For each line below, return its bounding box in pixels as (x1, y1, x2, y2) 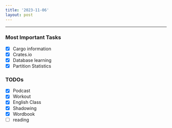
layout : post (5, 12, 33, 17)
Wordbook (12, 111, 35, 117)
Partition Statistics (12, 62, 51, 69)
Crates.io (12, 51, 32, 57)
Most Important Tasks (5, 34, 61, 41)
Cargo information (12, 46, 51, 52)
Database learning (12, 57, 52, 63)
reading (12, 116, 29, 123)
